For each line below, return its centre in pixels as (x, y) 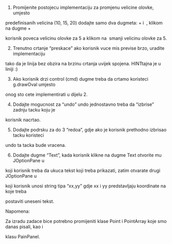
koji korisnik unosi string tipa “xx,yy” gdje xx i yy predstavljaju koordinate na (85, 186)
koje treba (16, 191)
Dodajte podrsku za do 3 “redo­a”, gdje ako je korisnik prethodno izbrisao (90, 130)
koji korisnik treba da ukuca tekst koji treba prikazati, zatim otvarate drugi (83, 171)
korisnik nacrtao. (23, 120)
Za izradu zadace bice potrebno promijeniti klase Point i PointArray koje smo (86, 221)
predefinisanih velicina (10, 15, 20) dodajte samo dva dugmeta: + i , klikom (84, 23)
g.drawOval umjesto (34, 85)
